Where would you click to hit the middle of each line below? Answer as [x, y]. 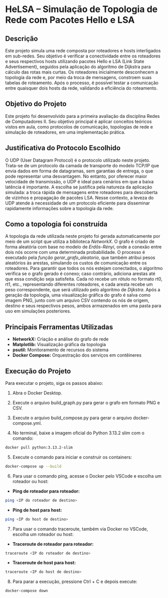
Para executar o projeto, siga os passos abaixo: [54, 383]
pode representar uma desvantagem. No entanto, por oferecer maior [76, 176]
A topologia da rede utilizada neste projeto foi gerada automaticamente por [83, 236]
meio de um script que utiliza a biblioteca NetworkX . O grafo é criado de [80, 242]
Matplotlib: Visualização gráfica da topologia [59, 345]
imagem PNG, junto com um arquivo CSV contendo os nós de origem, [77, 300]
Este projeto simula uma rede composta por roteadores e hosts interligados [83, 51]
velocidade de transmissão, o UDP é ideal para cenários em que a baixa [79, 181]
